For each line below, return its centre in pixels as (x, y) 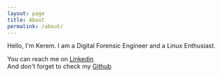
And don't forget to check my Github (60, 67)
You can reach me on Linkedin (50, 59)
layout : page (26, 13)
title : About (26, 20)
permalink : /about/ (35, 26)
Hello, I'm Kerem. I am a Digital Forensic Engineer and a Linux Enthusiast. (112, 46)
